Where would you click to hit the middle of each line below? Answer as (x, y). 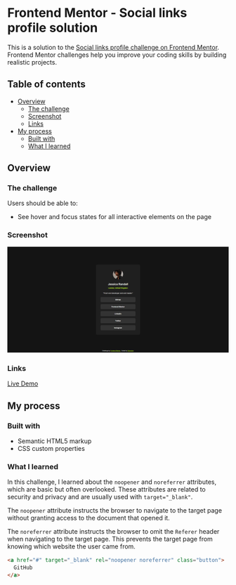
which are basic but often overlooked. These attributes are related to (106, 489)
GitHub (23, 568)
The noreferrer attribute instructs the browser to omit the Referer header (113, 532)
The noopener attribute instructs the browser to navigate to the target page (115, 511)
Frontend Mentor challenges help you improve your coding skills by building (117, 55)
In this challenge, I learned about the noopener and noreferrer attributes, (112, 482)
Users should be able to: (43, 203)
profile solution (53, 28)
